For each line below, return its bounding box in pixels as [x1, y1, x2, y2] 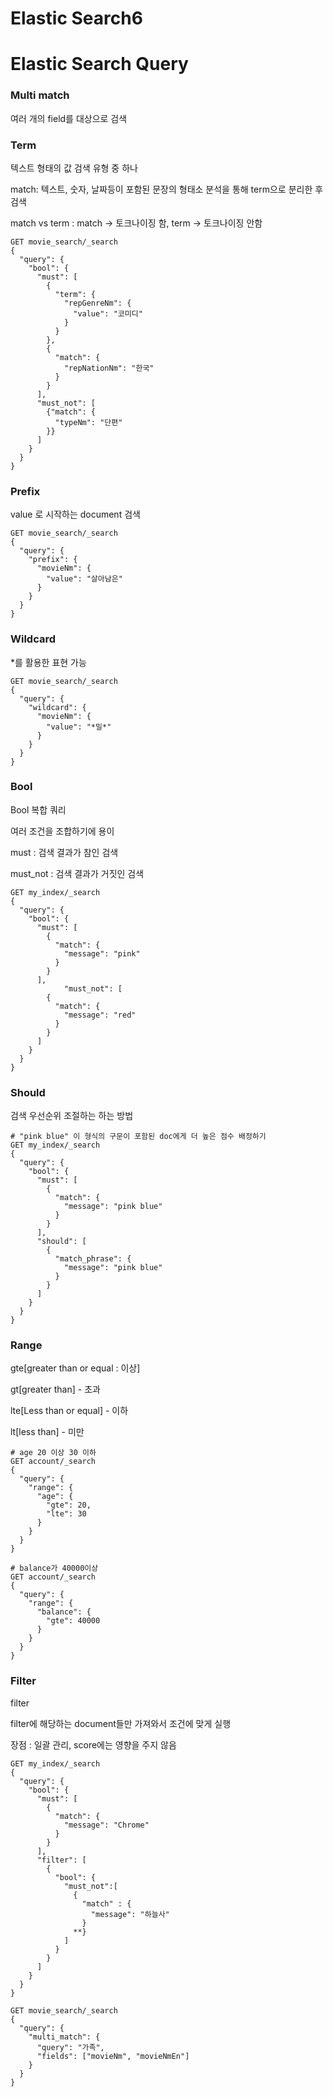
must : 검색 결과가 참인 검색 [10, 846, 119, 858]
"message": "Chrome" [63, 1820, 150, 1830]
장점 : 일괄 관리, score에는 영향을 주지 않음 [10, 1738, 177, 1751]
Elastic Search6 [10, 7, 143, 30]
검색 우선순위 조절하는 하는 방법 [10, 1110, 134, 1122]
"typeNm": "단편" [54, 417, 123, 427]
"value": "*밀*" [46, 722, 112, 732]
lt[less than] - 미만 [10, 1426, 85, 1438]
